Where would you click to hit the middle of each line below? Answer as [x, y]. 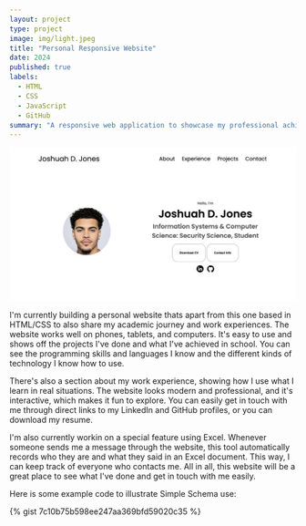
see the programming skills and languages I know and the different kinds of [151, 354]
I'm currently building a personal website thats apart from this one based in [150, 315]
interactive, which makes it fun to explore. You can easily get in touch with [149, 400]
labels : [24, 77]
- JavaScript [42, 106]
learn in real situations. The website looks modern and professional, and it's [151, 391]
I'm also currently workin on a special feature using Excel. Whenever [138, 438]
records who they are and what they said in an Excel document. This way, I [150, 457]
